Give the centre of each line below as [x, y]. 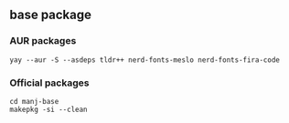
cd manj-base [34, 101]
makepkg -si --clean [49, 109]
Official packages [49, 83]
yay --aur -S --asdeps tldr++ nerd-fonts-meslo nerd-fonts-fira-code [145, 60]
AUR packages [43, 41]
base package [51, 15]
